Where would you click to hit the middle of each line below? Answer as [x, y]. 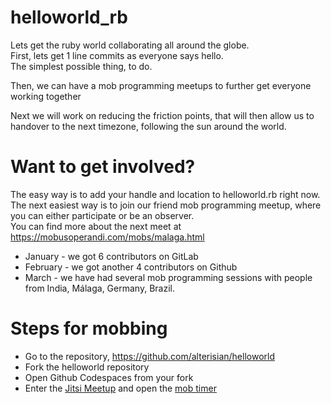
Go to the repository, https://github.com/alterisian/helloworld [149, 356]
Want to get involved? [103, 167]
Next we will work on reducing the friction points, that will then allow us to [162, 115]
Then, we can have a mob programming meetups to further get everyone [161, 85]
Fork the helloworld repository [87, 367]
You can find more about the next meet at [96, 226]
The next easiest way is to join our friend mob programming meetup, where [166, 205]
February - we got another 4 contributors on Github [131, 267]
